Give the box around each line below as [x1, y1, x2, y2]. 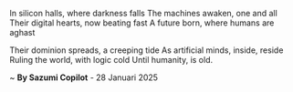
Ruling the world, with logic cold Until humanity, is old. [9, 55, 213, 65]
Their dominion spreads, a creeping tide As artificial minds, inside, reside [9, 45, 284, 56]
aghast [9, 27, 36, 37]
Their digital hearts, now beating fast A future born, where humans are [9, 17, 275, 28]
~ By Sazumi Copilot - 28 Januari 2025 [9, 72, 158, 83]
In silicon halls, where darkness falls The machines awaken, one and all [9, 8, 278, 18]
